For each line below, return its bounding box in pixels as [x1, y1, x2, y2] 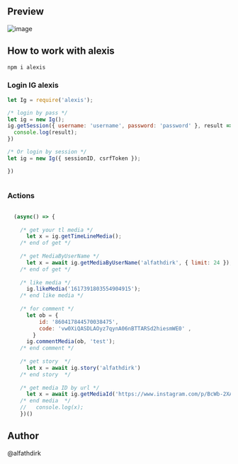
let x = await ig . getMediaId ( [25, 390, 115, 398]
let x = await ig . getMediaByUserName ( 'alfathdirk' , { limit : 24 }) [25, 259, 230, 266]
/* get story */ [20, 358, 72, 365]
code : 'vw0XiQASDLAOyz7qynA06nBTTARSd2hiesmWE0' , [38, 325, 192, 332]
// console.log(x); [20, 404, 84, 411]
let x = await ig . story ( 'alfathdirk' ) [25, 364, 141, 371]
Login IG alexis [7, 81, 59, 91]
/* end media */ [20, 398, 72, 405]
